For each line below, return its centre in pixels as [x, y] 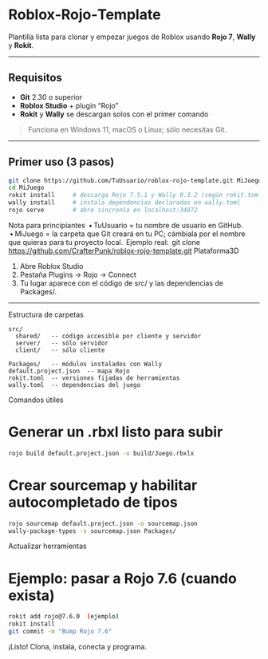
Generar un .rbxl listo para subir [116, 432]
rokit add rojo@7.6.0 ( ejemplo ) [64, 617]
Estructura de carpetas [46, 314]
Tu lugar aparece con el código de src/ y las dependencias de [121, 283]
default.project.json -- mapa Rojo [69, 371]
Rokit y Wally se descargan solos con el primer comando [114, 114]
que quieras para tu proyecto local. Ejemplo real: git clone [104, 242]
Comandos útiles [36, 400]
